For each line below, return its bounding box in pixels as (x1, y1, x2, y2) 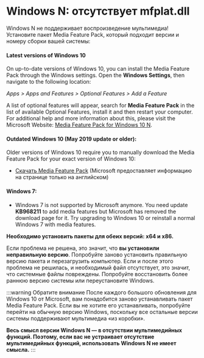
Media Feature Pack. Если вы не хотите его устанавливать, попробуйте (6, 301, 191, 309)
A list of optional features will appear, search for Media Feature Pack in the (6, 102, 195, 109)
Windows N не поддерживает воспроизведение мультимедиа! (6, 24, 169, 32)
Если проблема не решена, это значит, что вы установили (6, 244, 160, 252)
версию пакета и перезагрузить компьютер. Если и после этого (6, 257, 174, 265)
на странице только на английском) (15, 174, 109, 181)
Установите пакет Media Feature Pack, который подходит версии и (6, 31, 180, 38)
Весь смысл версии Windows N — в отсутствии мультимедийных (6, 326, 183, 334)
